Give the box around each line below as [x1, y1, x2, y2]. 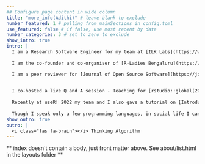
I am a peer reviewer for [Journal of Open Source [12, 71, 143, 77]
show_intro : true [6, 37, 51, 43]
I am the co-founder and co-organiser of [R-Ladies [12, 60, 146, 66]
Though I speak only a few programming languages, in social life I [12, 111, 190, 117]
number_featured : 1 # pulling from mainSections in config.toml [6, 20, 173, 26]
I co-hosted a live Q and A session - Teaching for [12, 88, 146, 94]
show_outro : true [6, 116, 51, 122]
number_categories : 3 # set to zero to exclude [6, 32, 130, 38]
